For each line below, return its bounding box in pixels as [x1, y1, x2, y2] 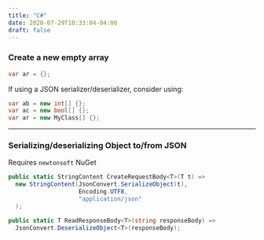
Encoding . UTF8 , [78, 188, 128, 196]
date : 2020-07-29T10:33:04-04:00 [8, 19, 118, 27]
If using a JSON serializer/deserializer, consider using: [8, 84, 184, 94]
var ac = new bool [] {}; [8, 107, 90, 115]
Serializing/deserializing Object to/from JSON [8, 140, 187, 151]
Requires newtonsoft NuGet [8, 158, 97, 168]
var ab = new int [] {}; [8, 99, 86, 107]
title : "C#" [8, 11, 47, 20]
